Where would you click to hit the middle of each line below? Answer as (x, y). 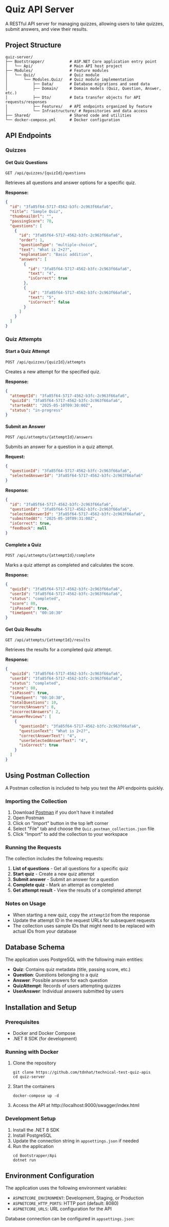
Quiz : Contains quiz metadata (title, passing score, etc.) (71, 970)
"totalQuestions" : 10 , (34, 702)
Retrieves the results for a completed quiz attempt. (59, 650)
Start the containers (34, 1087)
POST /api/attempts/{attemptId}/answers (49, 437)
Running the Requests (33, 847)
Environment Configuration (50, 1176)
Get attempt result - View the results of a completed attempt (77, 890)
